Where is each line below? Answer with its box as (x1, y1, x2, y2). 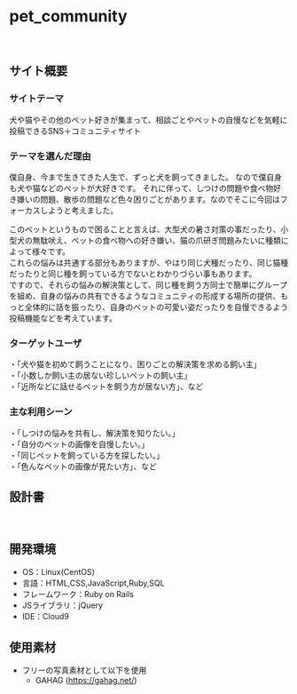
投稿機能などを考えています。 (9, 313, 117, 323)
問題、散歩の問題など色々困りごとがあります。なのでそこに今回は (39, 194, 281, 204)
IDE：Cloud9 (21, 611, 69, 622)
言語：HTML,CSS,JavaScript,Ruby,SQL (21, 578, 166, 588)
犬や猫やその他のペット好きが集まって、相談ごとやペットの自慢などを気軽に (9, 114, 288, 125)
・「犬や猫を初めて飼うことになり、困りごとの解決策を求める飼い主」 (9, 359, 262, 370)
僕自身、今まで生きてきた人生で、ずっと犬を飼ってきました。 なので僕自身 (9, 172, 282, 182)
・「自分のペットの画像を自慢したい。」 (9, 438, 149, 450)
